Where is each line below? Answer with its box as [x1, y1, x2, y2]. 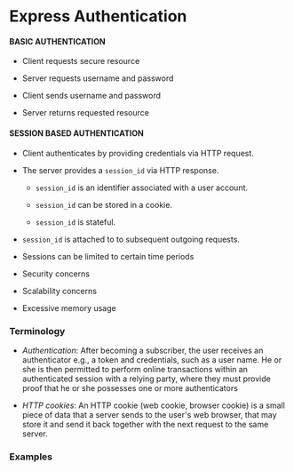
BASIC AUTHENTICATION [9, 36, 106, 46]
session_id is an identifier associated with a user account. [35, 182, 249, 193]
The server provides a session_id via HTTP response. [21, 164, 219, 175]
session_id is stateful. [35, 216, 116, 228]
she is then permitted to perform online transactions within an [21, 363, 249, 374]
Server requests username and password [21, 73, 174, 84]
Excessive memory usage [21, 302, 117, 313]
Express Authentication [9, 6, 187, 27]
